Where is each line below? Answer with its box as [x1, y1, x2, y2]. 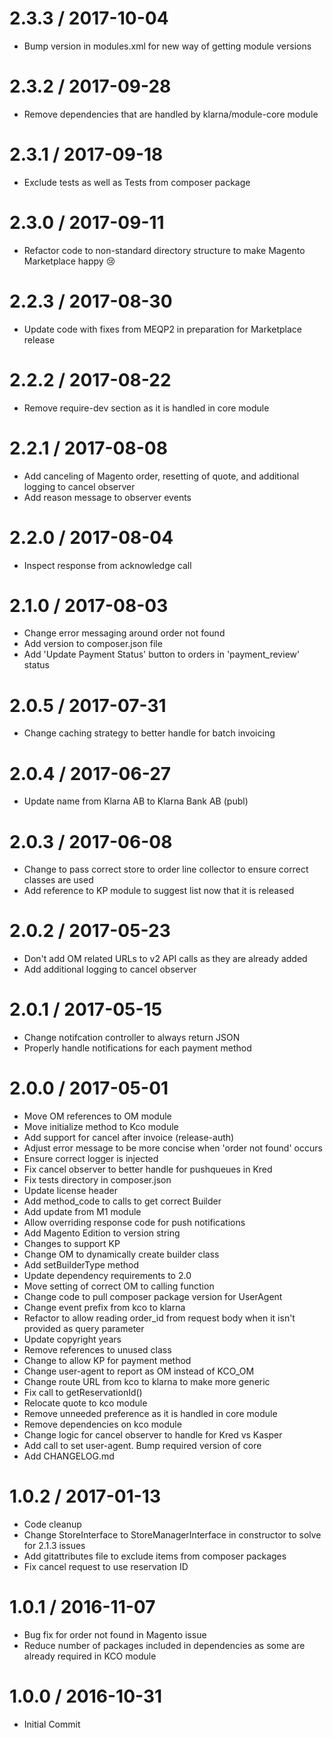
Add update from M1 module [23, 1206, 142, 1218]
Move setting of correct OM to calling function [23, 1280, 215, 1292]
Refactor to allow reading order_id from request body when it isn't [23, 1312, 296, 1324]
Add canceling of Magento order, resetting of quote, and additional [23, 470, 300, 482]
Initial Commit [23, 1718, 81, 1730]
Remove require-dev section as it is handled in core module [23, 402, 270, 414]
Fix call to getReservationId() [23, 1387, 143, 1399]
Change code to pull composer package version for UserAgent [23, 1291, 283, 1303]
